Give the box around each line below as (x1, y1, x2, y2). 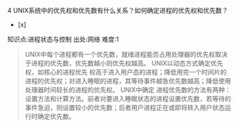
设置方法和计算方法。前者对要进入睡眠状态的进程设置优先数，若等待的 (24, 94, 232, 103)
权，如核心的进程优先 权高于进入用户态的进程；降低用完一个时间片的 (24, 68, 227, 76)
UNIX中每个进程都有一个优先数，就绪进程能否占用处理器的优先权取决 (24, 50, 228, 58)
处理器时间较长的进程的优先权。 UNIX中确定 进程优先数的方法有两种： (24, 86, 232, 94)
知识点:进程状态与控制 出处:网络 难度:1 (7, 35, 119, 43)
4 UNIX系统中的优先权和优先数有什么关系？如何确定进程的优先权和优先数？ (7, 6, 229, 14)
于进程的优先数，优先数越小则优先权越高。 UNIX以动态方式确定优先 (24, 59, 224, 67)
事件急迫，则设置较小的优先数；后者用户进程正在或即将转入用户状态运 (24, 104, 232, 111)
